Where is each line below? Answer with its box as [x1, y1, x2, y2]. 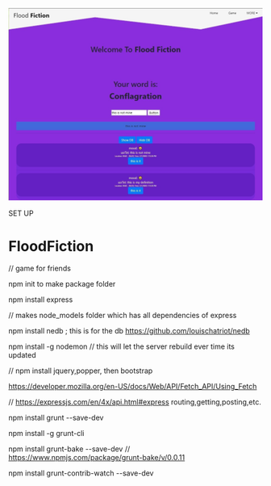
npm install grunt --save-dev [8, 413, 104, 423]
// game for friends [8, 263, 71, 274]
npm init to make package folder [8, 279, 116, 289]
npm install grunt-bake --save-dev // [8, 444, 131, 454]
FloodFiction [8, 237, 94, 255]
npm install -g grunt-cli [8, 429, 85, 438]
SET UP [8, 208, 34, 218]
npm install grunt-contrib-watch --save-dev [8, 468, 154, 478]
